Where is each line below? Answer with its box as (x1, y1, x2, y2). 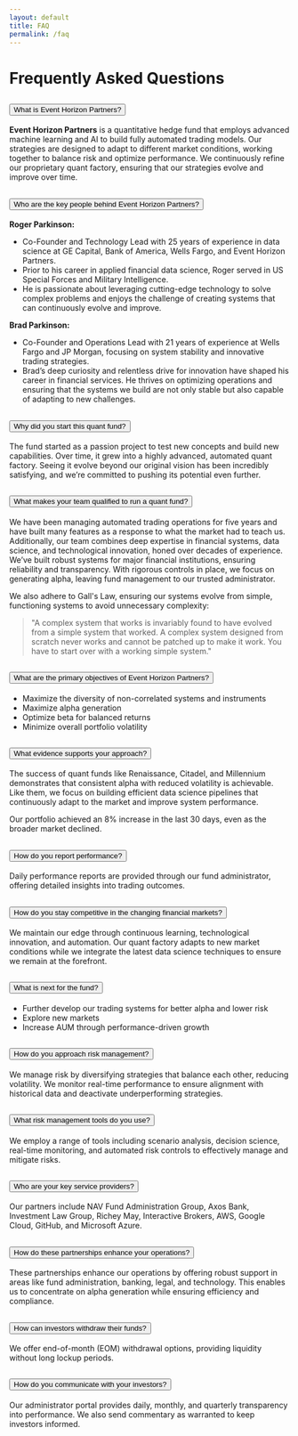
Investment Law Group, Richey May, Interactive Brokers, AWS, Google (9, 1211, 265, 1221)
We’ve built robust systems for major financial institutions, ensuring (9, 554, 256, 565)
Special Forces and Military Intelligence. (21, 274, 169, 285)
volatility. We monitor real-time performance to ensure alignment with (9, 1078, 264, 1089)
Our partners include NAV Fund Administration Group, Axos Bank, (9, 1201, 250, 1212)
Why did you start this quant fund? (13, 421, 126, 431)
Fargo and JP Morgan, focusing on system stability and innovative (21, 346, 265, 357)
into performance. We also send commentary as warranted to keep (9, 1408, 255, 1420)
